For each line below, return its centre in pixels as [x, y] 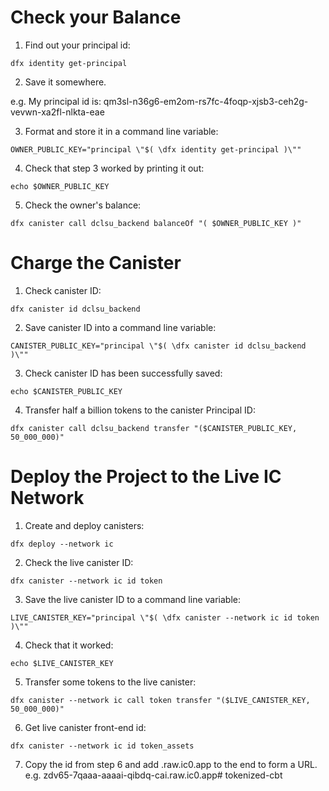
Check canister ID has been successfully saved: [123, 373]
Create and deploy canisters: [84, 525]
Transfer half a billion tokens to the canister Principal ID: [140, 410]
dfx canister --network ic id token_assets [102, 746]
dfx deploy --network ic [62, 544]
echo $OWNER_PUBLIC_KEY [60, 186]
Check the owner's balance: [83, 205]
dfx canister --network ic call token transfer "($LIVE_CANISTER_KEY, [160, 700]
